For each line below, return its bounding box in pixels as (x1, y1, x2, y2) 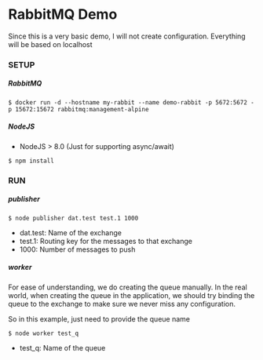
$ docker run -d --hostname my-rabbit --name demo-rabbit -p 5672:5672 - (8, 98, 255, 107)
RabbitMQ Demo (8, 5, 118, 24)
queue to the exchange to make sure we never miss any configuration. (8, 299, 236, 308)
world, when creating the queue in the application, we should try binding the (8, 290, 255, 300)
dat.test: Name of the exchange (19, 227, 122, 237)
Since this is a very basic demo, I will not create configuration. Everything (8, 31, 246, 41)
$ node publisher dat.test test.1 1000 (8, 214, 139, 222)
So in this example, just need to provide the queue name (8, 314, 191, 323)
